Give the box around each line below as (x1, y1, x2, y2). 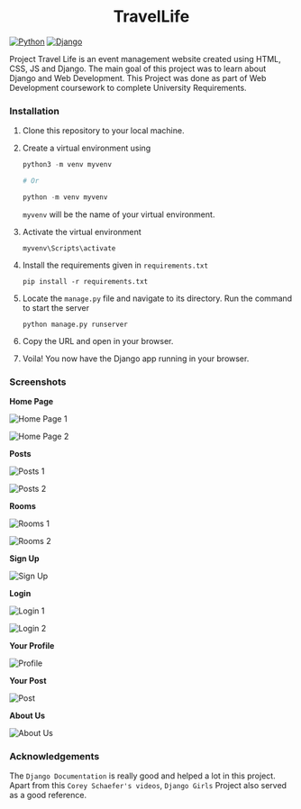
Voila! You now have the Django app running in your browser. (22, 353, 250, 364)
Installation (9, 105, 60, 117)
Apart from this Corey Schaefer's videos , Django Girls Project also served (9, 780, 287, 791)
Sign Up (9, 553, 40, 564)
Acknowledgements (9, 750, 100, 763)
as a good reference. (9, 790, 87, 801)
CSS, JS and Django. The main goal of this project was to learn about (9, 63, 267, 74)
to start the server (22, 302, 90, 313)
